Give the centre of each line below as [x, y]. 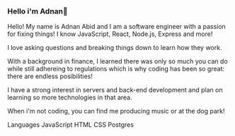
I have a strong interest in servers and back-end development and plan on [115, 90]
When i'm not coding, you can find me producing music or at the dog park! [116, 111]
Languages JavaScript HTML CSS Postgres [71, 125]
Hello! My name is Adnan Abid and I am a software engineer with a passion [117, 27]
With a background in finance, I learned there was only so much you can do [117, 61]
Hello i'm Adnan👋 [38, 11]
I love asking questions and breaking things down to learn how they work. [115, 48]
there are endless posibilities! [50, 76]
